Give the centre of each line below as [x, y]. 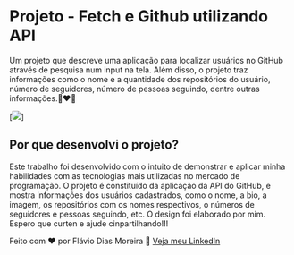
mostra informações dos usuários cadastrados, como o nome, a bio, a [138, 195]
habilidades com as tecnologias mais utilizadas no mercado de [125, 175]
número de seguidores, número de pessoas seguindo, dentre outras [135, 89]
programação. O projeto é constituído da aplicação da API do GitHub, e [140, 185]
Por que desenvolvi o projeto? [94, 145]
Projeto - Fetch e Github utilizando [139, 17]
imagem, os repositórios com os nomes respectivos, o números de [132, 204]
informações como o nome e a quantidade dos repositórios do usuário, [140, 79]
